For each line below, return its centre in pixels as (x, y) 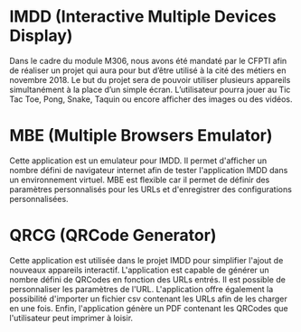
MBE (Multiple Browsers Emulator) (141, 136)
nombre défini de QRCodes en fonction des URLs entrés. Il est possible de (148, 279)
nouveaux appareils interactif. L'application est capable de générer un (139, 270)
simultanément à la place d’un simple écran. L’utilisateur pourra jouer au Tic (150, 89)
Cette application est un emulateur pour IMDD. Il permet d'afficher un (138, 161)
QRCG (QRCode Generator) (113, 235)
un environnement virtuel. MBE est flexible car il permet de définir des (140, 180)
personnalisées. (39, 198)
